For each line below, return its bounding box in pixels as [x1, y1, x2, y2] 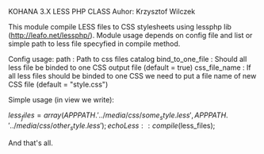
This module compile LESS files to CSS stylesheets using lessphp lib [8, 22, 232, 31]
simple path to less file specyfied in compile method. [8, 39, 181, 48]
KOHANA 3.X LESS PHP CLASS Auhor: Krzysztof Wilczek [8, 7, 196, 16]
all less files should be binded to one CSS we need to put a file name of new [8, 71, 257, 80]
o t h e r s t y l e [52, 121, 86, 132]
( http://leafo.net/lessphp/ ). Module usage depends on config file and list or [8, 31, 253, 40]
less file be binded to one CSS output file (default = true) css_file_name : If [8, 63, 251, 72]
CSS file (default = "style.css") [8, 79, 109, 89]
